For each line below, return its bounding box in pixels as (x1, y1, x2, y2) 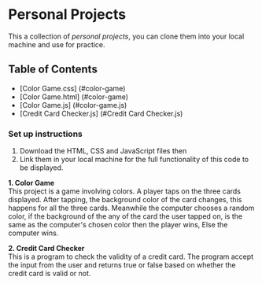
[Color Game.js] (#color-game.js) (19, 100, 127, 109)
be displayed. (19, 163, 64, 172)
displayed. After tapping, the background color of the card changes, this (8, 195, 242, 205)
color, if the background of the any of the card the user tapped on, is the (8, 212, 242, 221)
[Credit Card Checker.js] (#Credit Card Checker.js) (19, 109, 183, 118)
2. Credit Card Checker (8, 244, 85, 253)
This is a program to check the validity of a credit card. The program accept (8, 252, 254, 261)
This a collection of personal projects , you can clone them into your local (8, 31, 245, 41)
